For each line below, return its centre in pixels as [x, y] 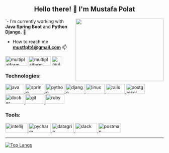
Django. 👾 [16, 32]
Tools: [13, 115]
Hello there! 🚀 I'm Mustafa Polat [84, 9]
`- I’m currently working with [34, 21]
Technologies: [23, 75]
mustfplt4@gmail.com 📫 [39, 47]
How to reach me [30, 41]
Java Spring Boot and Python [36, 26]
